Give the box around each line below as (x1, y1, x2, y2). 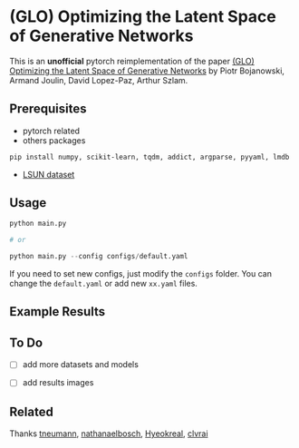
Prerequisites (9, 102, 87, 117)
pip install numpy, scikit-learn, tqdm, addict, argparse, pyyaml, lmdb (9, 152, 290, 161)
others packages (22, 134, 86, 146)
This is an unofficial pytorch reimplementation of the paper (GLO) (9, 55, 256, 66)
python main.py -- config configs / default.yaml (9, 252, 188, 261)
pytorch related (22, 125, 80, 136)
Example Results (9, 304, 106, 319)
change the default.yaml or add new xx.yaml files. (9, 278, 198, 289)
